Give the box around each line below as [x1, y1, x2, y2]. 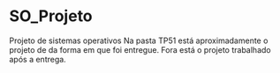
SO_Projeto [9, 6, 93, 26]
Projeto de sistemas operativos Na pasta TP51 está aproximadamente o [9, 35, 269, 46]
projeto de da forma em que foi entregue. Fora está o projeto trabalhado [9, 44, 271, 55]
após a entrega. [9, 54, 66, 64]
